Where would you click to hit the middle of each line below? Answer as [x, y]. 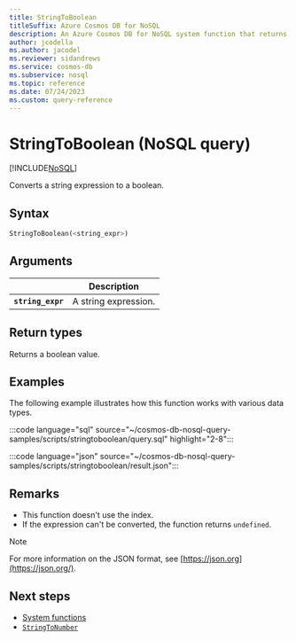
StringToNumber [50, 628]
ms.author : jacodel [45, 51]
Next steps [40, 596]
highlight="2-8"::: [202, 439]
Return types [46, 333]
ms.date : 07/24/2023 [47, 91]
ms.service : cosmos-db [51, 67]
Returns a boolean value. [55, 354]
